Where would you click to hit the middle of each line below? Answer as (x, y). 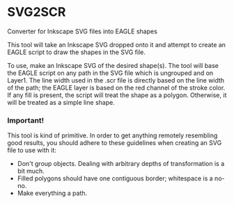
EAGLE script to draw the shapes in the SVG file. (77, 52)
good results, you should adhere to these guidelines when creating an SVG (115, 143)
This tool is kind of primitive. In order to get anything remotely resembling (112, 135)
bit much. (31, 171)
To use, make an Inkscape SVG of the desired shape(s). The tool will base (113, 65)
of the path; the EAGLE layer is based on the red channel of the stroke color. (116, 87)
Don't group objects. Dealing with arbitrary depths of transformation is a (121, 164)
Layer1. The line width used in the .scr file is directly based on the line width (116, 80)
